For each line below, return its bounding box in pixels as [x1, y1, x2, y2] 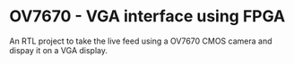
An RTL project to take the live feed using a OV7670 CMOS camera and [9, 36, 272, 46]
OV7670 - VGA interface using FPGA [9, 6, 286, 27]
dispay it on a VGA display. [9, 44, 108, 55]
